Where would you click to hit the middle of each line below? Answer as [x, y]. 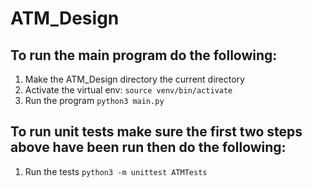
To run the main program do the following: [144, 55]
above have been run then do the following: [148, 147]
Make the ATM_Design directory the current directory [134, 79]
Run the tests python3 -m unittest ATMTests [116, 171]
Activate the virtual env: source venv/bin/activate [128, 90]
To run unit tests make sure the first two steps [156, 132]
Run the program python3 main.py [94, 100]
